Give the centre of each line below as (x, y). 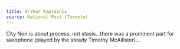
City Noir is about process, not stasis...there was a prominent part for (90, 33)
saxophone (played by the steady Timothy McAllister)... (73, 40)
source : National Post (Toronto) (47, 17)
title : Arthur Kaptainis (37, 11)
